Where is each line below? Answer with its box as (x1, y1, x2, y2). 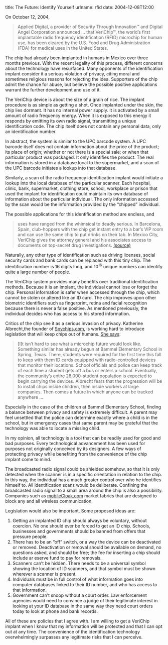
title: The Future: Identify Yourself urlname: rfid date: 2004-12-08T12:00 (5, 5, 154, 10)
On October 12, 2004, (5, 14, 50, 20)
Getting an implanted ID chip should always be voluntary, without (12, 517, 147, 523)
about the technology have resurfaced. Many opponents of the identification (5, 65, 163, 71)
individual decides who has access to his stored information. (5, 310, 130, 316)
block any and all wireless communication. (5, 498, 93, 504)
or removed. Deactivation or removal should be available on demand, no (12, 544, 161, 550)
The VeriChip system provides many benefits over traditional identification (5, 278, 158, 284)
